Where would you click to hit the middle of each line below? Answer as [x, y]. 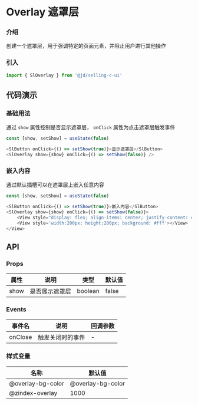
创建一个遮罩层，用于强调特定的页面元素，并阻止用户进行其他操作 [86, 46]
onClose [21, 337]
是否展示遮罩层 [51, 291]
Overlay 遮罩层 [43, 12]
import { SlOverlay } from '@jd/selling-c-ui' [64, 75]
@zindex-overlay [33, 393]
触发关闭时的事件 [61, 337]
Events [16, 309]
